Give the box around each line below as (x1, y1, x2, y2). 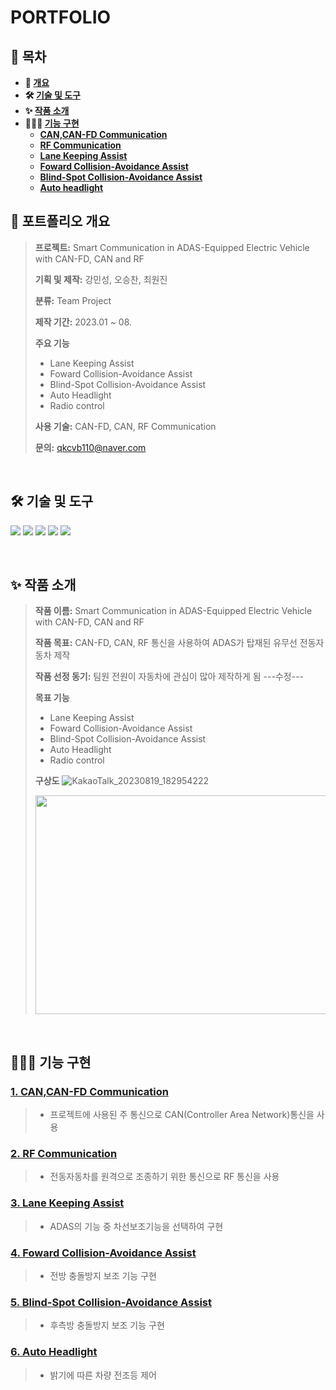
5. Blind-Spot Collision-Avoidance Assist (10, 1295, 213, 1309)
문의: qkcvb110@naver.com (34, 441, 147, 453)
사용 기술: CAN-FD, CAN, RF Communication (34, 420, 217, 432)
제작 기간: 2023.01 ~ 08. (34, 316, 133, 328)
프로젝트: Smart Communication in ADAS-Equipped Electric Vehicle (34, 241, 310, 253)
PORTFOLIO (10, 6, 112, 29)
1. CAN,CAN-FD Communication (10, 1084, 169, 1098)
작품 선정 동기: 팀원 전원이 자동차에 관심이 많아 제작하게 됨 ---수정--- (34, 671, 305, 683)
